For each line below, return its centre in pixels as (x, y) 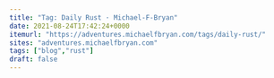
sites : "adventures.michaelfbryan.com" (84, 43)
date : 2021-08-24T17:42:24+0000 (69, 26)
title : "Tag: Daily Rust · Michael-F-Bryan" (94, 17)
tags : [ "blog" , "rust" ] (51, 51)
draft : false (34, 59)
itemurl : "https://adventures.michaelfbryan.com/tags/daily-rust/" (138, 34)
